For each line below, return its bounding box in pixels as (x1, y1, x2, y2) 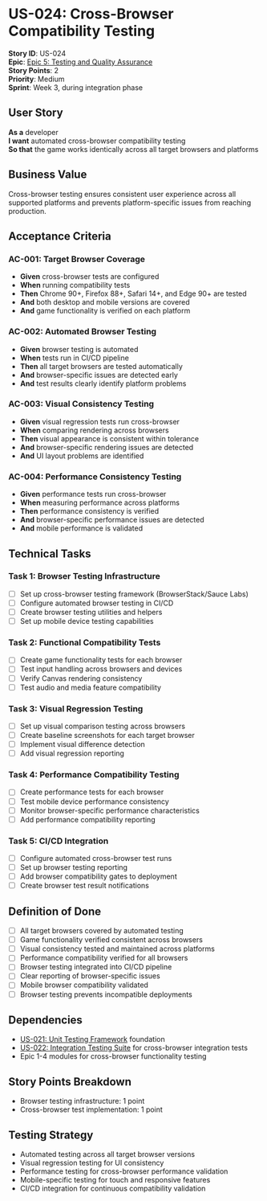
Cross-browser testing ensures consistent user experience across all (8, 189, 237, 199)
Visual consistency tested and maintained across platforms (19, 944, 215, 953)
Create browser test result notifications (19, 881, 150, 891)
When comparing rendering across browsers (19, 425, 170, 435)
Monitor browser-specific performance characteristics (19, 805, 200, 815)
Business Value (8, 168, 87, 182)
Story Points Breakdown (8, 1075, 132, 1088)
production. (8, 206, 47, 215)
